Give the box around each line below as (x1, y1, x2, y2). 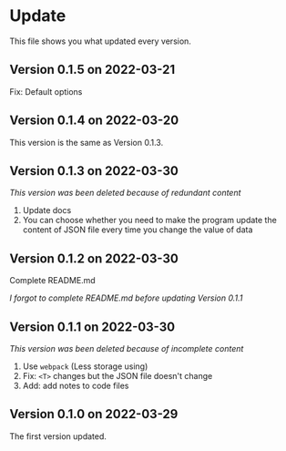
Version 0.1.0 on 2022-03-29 (9, 406, 179, 422)
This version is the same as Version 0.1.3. (9, 137, 164, 148)
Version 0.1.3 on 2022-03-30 (9, 163, 179, 179)
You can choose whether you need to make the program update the (22, 215, 278, 226)
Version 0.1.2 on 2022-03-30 (9, 251, 179, 266)
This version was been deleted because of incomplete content (9, 343, 244, 354)
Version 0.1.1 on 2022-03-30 (9, 319, 176, 334)
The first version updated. (9, 430, 107, 442)
